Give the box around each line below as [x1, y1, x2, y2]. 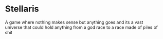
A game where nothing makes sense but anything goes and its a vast [5, 19, 144, 25]
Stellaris [5, 3, 39, 14]
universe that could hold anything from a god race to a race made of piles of [5, 24, 158, 30]
